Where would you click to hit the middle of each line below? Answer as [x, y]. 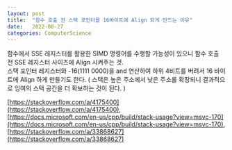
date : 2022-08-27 [35, 26]
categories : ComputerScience [49, 33]
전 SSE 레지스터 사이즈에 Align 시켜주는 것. [65, 62]
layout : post [26, 14]
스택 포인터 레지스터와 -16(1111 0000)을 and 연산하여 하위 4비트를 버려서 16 [110, 71]
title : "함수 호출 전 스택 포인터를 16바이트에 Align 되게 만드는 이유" [100, 20]
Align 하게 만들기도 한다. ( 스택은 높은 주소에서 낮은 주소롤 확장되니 [110, 80]
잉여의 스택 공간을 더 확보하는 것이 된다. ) [70, 88]
